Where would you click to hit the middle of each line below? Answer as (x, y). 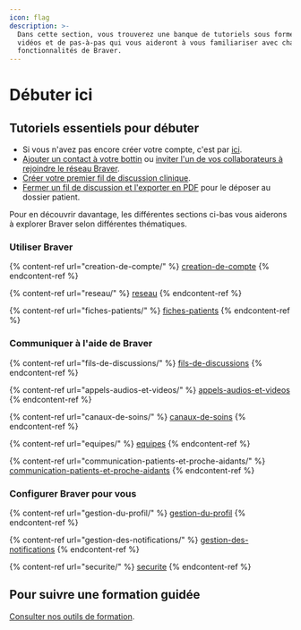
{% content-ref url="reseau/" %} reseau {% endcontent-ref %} (125, 294)
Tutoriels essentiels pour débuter (104, 128)
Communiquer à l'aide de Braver (81, 344)
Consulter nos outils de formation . (72, 616)
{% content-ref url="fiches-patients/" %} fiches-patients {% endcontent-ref (150, 311)
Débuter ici (51, 95)
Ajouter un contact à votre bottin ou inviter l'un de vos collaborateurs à (153, 159)
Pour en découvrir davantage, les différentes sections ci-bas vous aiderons (148, 215)
